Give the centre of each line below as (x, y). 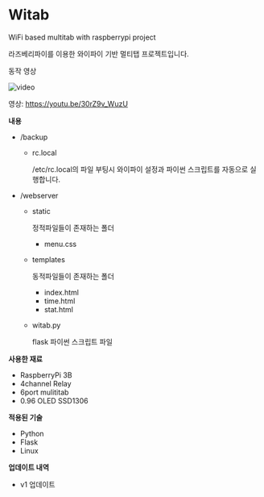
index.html (61, 292)
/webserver (39, 195)
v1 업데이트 (37, 484)
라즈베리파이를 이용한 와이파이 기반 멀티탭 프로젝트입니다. (99, 53)
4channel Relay (45, 383)
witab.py (46, 325)
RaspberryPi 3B (46, 375)
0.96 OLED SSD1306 (54, 400)
